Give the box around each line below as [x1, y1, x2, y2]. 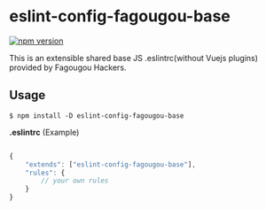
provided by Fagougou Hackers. [9, 62, 127, 73]
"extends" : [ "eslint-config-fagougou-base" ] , [25, 159, 197, 169]
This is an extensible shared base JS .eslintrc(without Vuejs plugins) [9, 52, 259, 63]
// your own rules [41, 176, 109, 185]
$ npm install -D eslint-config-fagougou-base [9, 111, 184, 121]
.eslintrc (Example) [9, 127, 80, 137]
